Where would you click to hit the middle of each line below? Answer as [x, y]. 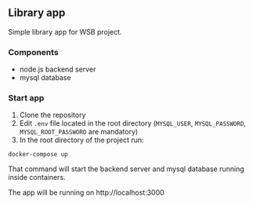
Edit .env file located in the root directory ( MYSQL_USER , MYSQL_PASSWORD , [133, 123]
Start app [26, 98]
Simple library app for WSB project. [65, 31]
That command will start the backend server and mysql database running [126, 169]
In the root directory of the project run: [81, 140]
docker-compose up [38, 155]
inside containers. [37, 178]
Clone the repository [52, 115]
